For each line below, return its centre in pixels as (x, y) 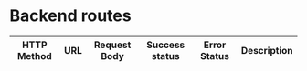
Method (34, 56)
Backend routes (70, 16)
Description (267, 50)
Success (165, 45)
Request (113, 45)
